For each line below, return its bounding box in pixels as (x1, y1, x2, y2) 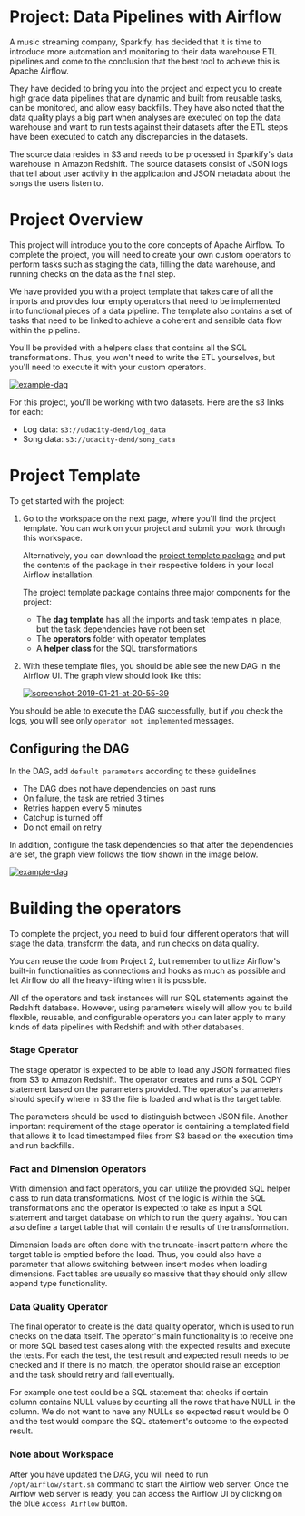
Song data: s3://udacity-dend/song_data (22, 433, 176, 444)
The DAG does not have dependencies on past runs (22, 783, 216, 793)
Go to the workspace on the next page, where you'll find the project (22, 513, 277, 524)
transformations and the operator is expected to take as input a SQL (9, 1203, 263, 1214)
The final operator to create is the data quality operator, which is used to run (9, 1321, 295, 1332)
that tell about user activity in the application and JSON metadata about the (9, 168, 291, 179)
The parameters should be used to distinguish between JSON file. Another (9, 1110, 289, 1122)
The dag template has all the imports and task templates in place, (35, 614, 282, 625)
